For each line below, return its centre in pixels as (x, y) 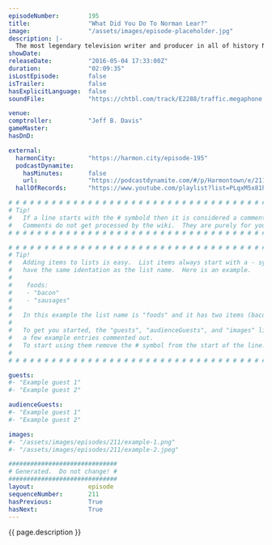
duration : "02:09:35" (67, 69)
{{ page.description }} (45, 532)
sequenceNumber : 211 (54, 494)
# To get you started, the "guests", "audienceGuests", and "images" (132, 330)
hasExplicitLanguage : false (57, 91)
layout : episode (61, 487)
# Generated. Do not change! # (63, 472)
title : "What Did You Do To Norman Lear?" (108, 23)
